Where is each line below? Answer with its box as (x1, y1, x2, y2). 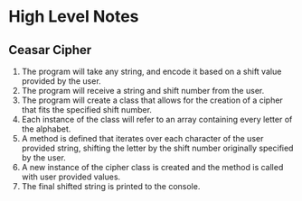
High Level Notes (8, 6, 139, 27)
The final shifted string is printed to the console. (21, 181, 201, 191)
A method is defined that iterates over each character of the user (21, 133, 264, 143)
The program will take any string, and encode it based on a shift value (21, 66, 282, 77)
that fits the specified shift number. (21, 105, 153, 114)
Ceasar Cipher (8, 42, 92, 58)
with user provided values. (21, 171, 121, 182)
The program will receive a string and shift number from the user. (21, 86, 265, 96)
